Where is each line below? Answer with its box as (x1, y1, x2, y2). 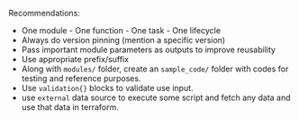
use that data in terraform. (21, 102, 119, 112)
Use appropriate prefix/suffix (21, 54, 130, 64)
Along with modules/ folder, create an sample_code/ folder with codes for (21, 63, 289, 74)
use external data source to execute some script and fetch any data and (21, 92, 291, 103)
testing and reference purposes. (21, 73, 141, 84)
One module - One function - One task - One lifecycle (21, 25, 222, 35)
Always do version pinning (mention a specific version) (21, 35, 226, 45)
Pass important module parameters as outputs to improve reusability (21, 44, 276, 55)
